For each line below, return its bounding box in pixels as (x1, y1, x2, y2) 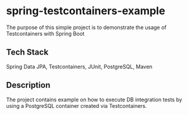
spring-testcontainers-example (6, 4, 165, 18)
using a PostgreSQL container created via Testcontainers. (6, 102, 147, 109)
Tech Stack (6, 47, 49, 57)
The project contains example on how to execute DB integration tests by (6, 96, 183, 103)
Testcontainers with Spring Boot (6, 30, 85, 37)
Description (6, 80, 50, 90)
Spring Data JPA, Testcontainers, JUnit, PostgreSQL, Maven (6, 63, 153, 70)
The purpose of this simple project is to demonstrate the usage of (6, 24, 167, 31)
